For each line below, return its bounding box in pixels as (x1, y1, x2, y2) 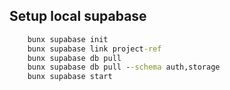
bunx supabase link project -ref (27, 44, 162, 54)
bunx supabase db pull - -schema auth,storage (27, 62, 221, 73)
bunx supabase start (27, 72, 113, 82)
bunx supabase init (27, 34, 109, 44)
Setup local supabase (9, 8, 147, 25)
